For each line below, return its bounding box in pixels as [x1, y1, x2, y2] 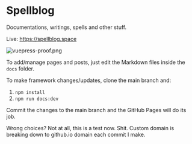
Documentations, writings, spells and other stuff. [6, 23, 127, 31]
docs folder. [6, 64, 35, 72]
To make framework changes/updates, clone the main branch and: [6, 77, 172, 84]
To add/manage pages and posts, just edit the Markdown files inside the [6, 58, 185, 66]
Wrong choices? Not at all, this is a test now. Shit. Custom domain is [6, 124, 175, 131]
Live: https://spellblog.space [6, 35, 77, 42]
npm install [14, 89, 45, 95]
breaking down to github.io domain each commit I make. [6, 131, 146, 138]
